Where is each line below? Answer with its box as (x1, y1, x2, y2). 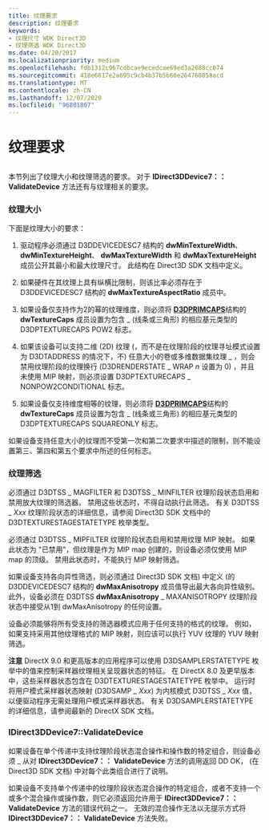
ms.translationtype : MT (8, 79, 88, 87)
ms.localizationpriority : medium (8, 57, 120, 65)
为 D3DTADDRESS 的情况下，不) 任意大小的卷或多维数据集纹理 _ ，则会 (19, 352, 255, 361)
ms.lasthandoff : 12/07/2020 (8, 94, 102, 102)
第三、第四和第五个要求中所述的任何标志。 (14, 446, 156, 455)
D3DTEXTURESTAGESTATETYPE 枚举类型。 (8, 518, 154, 528)
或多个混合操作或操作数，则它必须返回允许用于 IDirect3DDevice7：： (8, 793, 239, 803)
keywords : (8, 26, 42, 34)
